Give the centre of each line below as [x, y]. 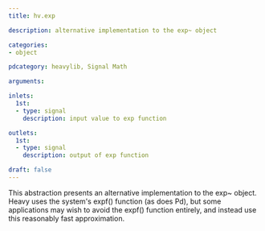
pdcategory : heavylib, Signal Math [68, 67]
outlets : [23, 133]
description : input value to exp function [95, 118]
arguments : [26, 81]
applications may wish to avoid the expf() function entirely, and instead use [132, 209]
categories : [28, 45]
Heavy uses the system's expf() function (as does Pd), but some [115, 201]
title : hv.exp [32, 16]
